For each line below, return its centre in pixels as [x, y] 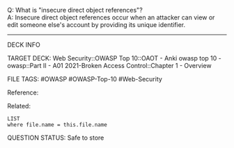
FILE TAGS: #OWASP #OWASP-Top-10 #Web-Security [85, 79]
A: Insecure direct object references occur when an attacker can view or [111, 17]
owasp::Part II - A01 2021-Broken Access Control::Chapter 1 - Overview [109, 66]
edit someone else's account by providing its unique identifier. [96, 25]
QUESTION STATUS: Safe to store [56, 138]
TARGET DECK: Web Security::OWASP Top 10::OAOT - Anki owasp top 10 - [114, 58]
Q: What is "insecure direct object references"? [75, 10]
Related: [19, 106]
